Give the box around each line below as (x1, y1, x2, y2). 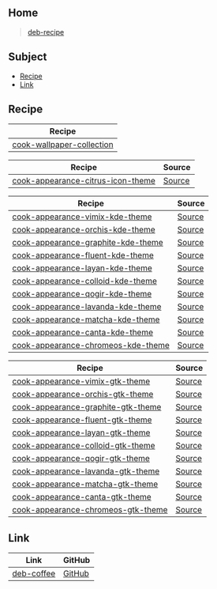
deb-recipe (27, 27, 65, 36)
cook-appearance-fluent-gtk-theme (12, 414, 152, 425)
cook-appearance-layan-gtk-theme (12, 427, 151, 438)
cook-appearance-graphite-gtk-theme (12, 402, 162, 413)
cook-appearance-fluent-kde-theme (12, 250, 154, 261)
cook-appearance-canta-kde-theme (12, 327, 154, 338)
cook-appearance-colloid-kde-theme (12, 276, 158, 287)
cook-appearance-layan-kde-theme (12, 262, 152, 274)
